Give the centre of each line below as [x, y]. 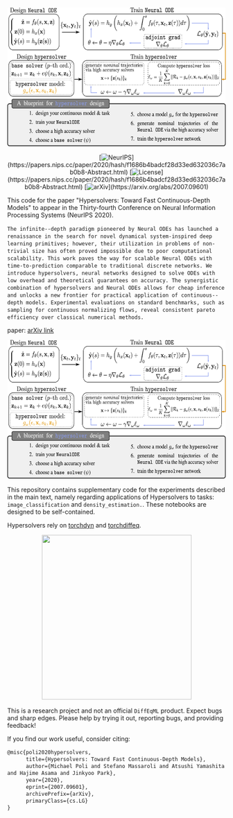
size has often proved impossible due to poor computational [122, 251]
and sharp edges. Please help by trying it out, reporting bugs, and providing [115, 718]
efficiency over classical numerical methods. [76, 317]
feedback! [21, 725]
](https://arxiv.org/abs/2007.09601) [159, 187]
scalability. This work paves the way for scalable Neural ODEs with [110, 259]
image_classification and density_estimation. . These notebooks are [107, 504]
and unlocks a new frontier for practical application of [93, 295]
